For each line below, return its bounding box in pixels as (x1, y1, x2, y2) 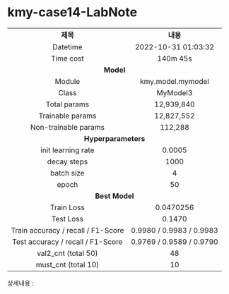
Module (54, 76, 81, 86)
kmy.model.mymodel (140, 76, 210, 86)
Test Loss (51, 214, 83, 223)
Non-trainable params (30, 122, 105, 132)
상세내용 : (7, 278, 34, 287)
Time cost (50, 54, 84, 63)
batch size (50, 168, 85, 178)
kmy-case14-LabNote (7, 4, 138, 20)
